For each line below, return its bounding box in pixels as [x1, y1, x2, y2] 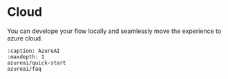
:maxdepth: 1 [7, 53, 45, 60]
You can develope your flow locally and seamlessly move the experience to [7, 27, 222, 35]
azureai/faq [7, 65, 41, 72]
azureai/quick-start [7, 59, 67, 66]
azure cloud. [7, 34, 43, 42]
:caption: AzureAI [7, 47, 60, 54]
